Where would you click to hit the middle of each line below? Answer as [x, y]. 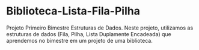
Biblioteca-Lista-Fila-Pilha [73, 11]
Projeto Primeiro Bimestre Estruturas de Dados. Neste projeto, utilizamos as [100, 28]
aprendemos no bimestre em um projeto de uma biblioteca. [80, 40]
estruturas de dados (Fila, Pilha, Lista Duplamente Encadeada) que [89, 34]
